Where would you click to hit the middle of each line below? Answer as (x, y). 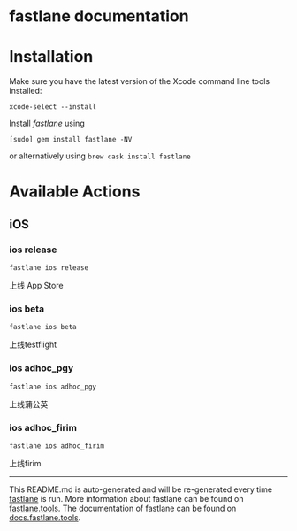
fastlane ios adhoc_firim (57, 446)
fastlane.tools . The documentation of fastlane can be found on (123, 508)
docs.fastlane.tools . (45, 517)
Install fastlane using (47, 123)
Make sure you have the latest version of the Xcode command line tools (140, 81)
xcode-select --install (53, 107)
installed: (26, 91)
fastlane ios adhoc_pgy (53, 387)
